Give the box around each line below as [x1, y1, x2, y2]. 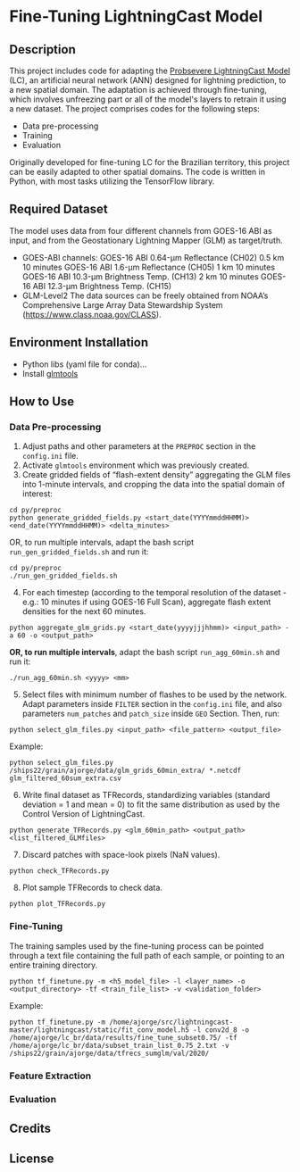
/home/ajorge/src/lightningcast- [108, 1018, 234, 1027]
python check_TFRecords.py [9, 867, 110, 876]
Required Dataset [9, 202, 109, 217]
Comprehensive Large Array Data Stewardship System [21, 299, 223, 310]
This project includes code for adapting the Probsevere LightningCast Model [9, 65, 291, 76]
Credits [9, 1120, 52, 1135]
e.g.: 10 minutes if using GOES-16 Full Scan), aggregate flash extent [21, 596, 271, 608]
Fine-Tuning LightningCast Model [9, 6, 263, 27]
